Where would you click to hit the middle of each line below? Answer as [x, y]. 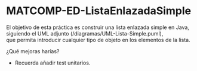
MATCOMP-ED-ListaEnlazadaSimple [99, 11]
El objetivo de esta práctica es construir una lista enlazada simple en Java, [98, 27]
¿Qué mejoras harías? [33, 51]
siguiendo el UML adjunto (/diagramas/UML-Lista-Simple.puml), [85, 33]
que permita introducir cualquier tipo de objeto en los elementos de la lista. [98, 40]
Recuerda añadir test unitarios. [53, 63]
